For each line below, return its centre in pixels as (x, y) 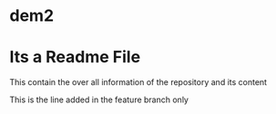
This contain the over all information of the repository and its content (138, 82)
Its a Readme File (75, 57)
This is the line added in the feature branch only (99, 100)
